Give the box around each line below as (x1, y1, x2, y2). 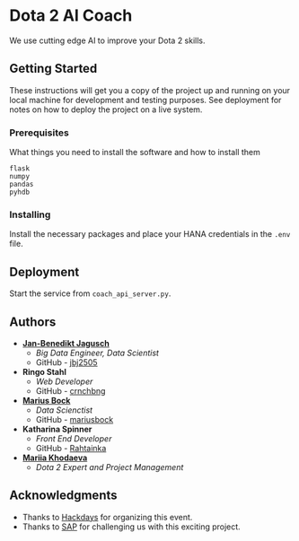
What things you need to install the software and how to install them (9, 147, 260, 158)
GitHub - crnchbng (35, 385, 106, 396)
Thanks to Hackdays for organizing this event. (22, 511, 193, 522)
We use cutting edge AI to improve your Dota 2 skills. (9, 35, 206, 46)
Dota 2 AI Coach (9, 5, 133, 26)
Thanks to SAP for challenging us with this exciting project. (22, 521, 241, 532)
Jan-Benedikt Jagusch (22, 337, 110, 348)
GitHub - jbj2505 (35, 356, 98, 368)
